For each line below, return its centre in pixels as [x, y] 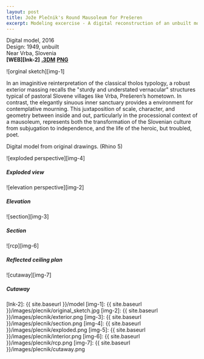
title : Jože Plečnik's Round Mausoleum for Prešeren [74, 18]
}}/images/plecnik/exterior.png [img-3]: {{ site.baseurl [74, 317]
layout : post [23, 12]
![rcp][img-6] [23, 246]
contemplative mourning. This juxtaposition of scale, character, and [90, 109]
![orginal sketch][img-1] [36, 72]
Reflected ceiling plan [34, 260]
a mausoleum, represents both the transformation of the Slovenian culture [99, 122]
